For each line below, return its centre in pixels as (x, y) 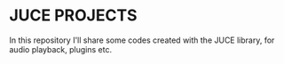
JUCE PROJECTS (73, 16)
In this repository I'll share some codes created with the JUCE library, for (142, 40)
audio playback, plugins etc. (61, 49)
